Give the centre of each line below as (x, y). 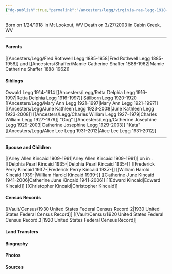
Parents (14, 47)
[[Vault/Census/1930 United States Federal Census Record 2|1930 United (82, 209)
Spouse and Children (28, 147)
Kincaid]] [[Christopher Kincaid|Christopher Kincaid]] (61, 186)
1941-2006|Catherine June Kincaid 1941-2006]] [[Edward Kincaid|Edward (83, 180)
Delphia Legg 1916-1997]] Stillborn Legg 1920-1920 (83, 98)
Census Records (23, 197)
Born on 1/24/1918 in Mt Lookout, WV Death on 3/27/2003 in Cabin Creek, (83, 25)
